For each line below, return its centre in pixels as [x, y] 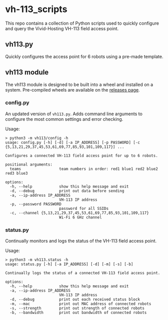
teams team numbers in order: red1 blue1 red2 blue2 [84, 169]
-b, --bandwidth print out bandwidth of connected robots [78, 313]
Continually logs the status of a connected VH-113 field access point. [83, 273]
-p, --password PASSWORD [36, 204]
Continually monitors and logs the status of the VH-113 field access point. [81, 241]
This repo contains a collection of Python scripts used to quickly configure [82, 23]
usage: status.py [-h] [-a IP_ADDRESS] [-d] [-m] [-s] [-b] [69, 264]
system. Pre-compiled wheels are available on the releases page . [73, 90]
